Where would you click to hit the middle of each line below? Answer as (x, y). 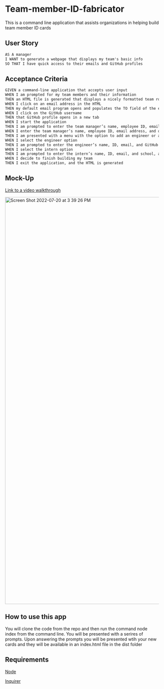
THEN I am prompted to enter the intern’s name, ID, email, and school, (81, 154)
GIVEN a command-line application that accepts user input (66, 90)
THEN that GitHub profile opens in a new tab (52, 118)
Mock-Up (20, 178)
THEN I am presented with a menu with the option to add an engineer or (81, 136)
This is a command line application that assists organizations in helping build (82, 23)
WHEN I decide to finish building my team (49, 159)
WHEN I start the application (36, 122)
